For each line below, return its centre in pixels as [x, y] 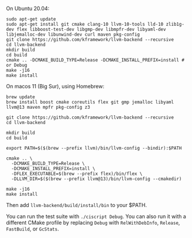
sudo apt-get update [31, 19]
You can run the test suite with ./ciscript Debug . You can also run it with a [96, 216]
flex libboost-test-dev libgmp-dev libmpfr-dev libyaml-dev [91, 29]
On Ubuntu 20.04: [28, 8]
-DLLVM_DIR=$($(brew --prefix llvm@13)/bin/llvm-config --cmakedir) [97, 179]
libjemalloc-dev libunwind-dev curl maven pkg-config [73, 35]
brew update [20, 97]
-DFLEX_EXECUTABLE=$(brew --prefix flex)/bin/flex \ [77, 174]
